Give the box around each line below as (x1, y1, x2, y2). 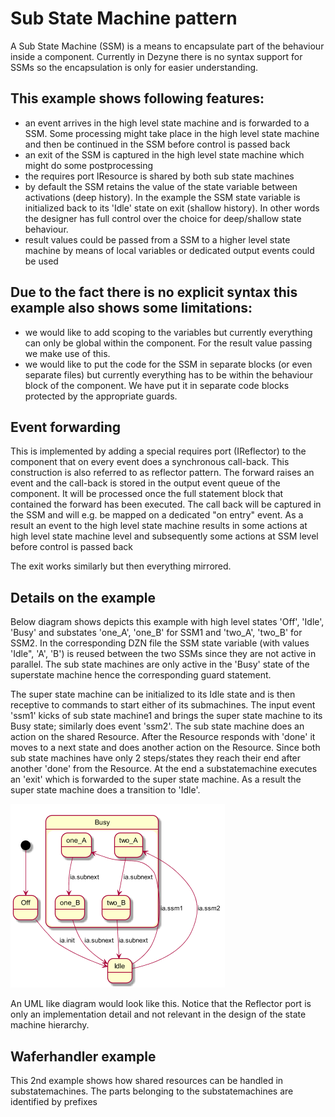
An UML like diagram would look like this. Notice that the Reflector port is (10, 998, 312, 1010)
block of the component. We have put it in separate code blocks (24, 379, 290, 391)
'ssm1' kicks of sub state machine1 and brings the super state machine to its (10, 710, 323, 722)
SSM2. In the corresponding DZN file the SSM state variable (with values (10, 637, 310, 649)
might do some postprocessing (24, 159, 154, 171)
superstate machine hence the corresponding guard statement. (10, 669, 272, 681)
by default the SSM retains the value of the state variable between (24, 180, 298, 192)
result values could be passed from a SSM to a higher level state (24, 233, 291, 246)
